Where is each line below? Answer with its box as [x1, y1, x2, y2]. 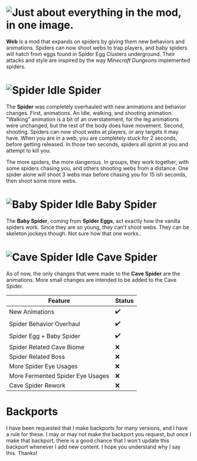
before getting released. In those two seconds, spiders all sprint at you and [6, 140, 189, 147]
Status [114, 297, 134, 305]
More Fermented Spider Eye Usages [9, 371, 110, 380]
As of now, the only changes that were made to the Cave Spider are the [6, 270, 180, 277]
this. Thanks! [6, 449, 38, 456]
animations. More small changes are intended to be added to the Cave [6, 276, 177, 283]
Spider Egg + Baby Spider [9, 332, 81, 340]
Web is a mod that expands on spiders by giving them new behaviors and [6, 38, 185, 45]
